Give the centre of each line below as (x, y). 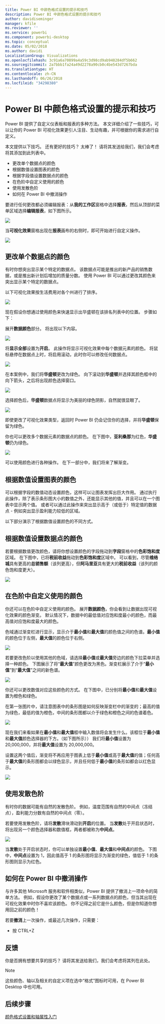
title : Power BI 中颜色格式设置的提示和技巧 (47, 10)
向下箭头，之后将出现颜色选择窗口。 (42, 380)
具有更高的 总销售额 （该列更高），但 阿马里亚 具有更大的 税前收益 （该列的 (82, 564)
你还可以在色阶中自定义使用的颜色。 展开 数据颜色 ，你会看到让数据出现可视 (81, 609)
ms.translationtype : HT (29, 70)
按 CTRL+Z (23, 931)
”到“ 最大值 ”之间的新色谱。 (36, 670)
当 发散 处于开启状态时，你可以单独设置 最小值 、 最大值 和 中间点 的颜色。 (76, 849)
